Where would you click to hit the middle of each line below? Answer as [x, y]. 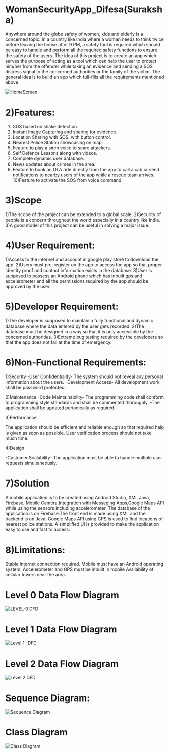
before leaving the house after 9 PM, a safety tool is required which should [83, 44]
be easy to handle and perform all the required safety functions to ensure [81, 50]
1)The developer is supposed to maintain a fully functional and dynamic [79, 320]
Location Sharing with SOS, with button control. [62, 137]
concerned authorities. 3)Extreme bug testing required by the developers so [84, 337]
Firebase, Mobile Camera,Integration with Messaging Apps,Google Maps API [85, 503]
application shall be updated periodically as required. [60, 408]
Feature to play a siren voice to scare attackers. [62, 148]
